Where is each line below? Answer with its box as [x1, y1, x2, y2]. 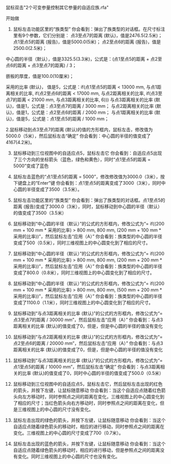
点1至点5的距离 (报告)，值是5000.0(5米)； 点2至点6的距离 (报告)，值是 [13, 39, 161, 45]
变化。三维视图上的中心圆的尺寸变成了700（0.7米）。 [13, 430, 124, 436]
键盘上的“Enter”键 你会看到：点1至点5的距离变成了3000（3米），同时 [17, 180, 161, 186]
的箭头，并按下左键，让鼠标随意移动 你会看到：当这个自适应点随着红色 [13, 387, 161, 393]
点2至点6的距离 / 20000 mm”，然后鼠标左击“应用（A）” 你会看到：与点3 [13, 340, 163, 346]
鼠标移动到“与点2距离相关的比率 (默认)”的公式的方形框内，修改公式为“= [13, 334, 163, 340]
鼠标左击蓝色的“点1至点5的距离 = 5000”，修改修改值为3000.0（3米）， [13, 173, 161, 180]
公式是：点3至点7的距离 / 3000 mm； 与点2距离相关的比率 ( [31, 103, 157, 109]
